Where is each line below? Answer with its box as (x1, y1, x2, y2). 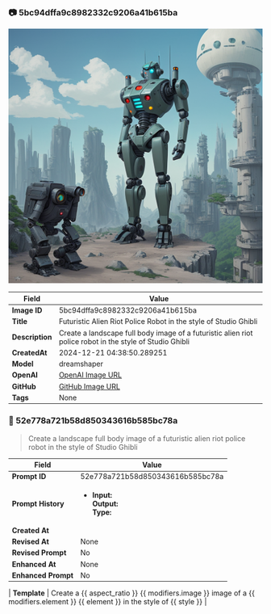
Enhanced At (11, 559, 56, 569)
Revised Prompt (11, 548, 67, 557)
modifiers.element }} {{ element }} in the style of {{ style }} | (8, 597, 207, 607)
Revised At (11, 536, 50, 547)
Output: (92, 498, 119, 508)
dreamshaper (59, 359, 103, 369)
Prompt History (11, 498, 65, 508)
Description (11, 332, 52, 342)
